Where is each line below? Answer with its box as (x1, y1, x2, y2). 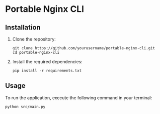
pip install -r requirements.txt (12, 68, 82, 73)
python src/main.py (5, 104, 46, 109)
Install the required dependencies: (12, 59, 83, 65)
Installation (5, 23, 41, 32)
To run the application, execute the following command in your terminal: (5, 95, 153, 101)
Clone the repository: (12, 36, 56, 42)
